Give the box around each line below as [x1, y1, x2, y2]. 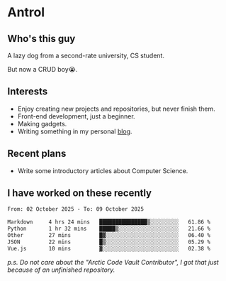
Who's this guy [7, 33, 76, 45]
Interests [7, 86, 48, 98]
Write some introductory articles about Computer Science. [17, 166, 188, 175]
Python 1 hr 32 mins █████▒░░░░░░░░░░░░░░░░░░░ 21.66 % [7, 225, 211, 233]
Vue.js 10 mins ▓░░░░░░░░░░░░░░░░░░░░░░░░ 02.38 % [7, 245, 211, 252]
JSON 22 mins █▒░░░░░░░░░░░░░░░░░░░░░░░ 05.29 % [7, 238, 211, 246]
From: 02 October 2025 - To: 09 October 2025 [7, 206, 144, 213]
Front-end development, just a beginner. [17, 111, 136, 121]
